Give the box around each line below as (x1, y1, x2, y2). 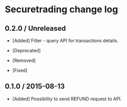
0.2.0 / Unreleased (5, 24, 66, 33)
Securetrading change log (5, 4, 118, 15)
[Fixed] (12, 68, 28, 73)
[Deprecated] (12, 48, 41, 53)
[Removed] (12, 57, 36, 63)
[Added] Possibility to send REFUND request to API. (12, 96, 122, 102)
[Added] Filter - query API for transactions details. (12, 37, 119, 44)
